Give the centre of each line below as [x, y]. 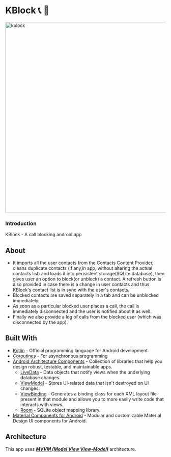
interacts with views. [42, 405]
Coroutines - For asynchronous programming [60, 356]
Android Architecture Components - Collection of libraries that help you [88, 361]
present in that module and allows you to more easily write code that [92, 399]
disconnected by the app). [40, 322]
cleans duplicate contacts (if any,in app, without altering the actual [82, 268]
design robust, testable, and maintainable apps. [62, 366]
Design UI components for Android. [50, 421]
